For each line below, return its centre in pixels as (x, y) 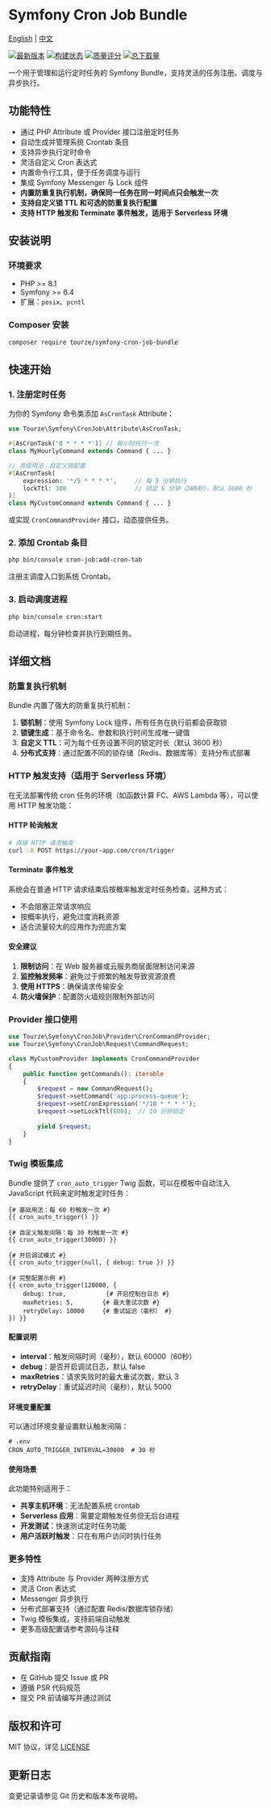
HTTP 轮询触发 (33, 825)
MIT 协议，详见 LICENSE (49, 1747)
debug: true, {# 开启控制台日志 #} (96, 1294)
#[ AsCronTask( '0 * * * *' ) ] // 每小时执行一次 (84, 444)
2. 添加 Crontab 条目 (48, 543)
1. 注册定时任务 (38, 394)
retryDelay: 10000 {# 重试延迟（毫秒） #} (98, 1311)
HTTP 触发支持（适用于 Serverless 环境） (90, 776)
